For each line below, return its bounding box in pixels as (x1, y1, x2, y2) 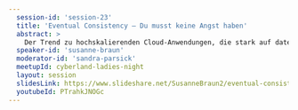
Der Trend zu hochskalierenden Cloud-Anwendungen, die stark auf (24, 37, 272, 47)
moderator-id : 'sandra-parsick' (16, 54, 137, 63)
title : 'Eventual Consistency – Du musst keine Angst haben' (16, 21, 248, 30)
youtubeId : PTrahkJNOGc (16, 87, 104, 96)
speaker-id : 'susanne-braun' (16, 46, 125, 55)
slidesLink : (16, 79, 61, 88)
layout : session (16, 71, 77, 80)
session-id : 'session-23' (16, 12, 113, 22)
